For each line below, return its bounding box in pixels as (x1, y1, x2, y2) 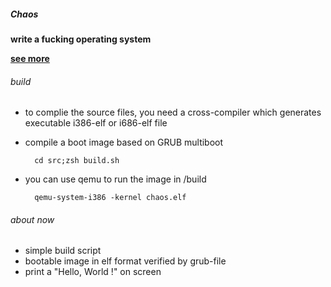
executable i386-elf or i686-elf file (24, 117, 168, 129)
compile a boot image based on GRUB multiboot (24, 136, 224, 149)
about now (10, 213, 55, 225)
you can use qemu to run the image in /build (24, 173, 207, 185)
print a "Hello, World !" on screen (24, 266, 162, 278)
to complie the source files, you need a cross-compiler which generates (24, 106, 322, 119)
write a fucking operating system (10, 33, 152, 45)
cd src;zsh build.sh (34, 156, 120, 166)
